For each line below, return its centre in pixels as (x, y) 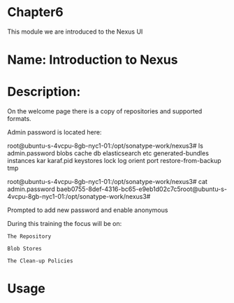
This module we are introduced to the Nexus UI (75, 31)
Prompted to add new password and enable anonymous (88, 210)
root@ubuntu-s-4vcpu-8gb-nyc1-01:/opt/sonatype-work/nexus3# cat (108, 182)
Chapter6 (36, 12)
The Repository (29, 237)
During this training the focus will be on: (65, 224)
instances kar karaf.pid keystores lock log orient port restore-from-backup (114, 161)
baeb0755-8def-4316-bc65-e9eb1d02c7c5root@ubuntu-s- (141, 189)
